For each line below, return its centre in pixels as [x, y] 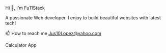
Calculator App [21, 45]
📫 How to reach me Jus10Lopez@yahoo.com [53, 33]
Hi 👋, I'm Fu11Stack [25, 8]
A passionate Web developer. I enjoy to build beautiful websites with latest [83, 18]
